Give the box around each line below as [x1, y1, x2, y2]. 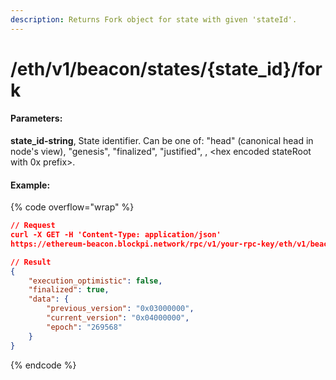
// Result [10, 257, 52, 267]
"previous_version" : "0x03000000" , [46, 304, 195, 314]
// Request [10, 221, 56, 231]
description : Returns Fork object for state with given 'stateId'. [10, 14, 298, 25]
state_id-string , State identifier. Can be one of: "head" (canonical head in [10, 135, 314, 147]
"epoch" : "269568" [46, 322, 123, 332]
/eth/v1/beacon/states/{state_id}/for [10, 57, 323, 80]
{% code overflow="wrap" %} [10, 201, 135, 213]
